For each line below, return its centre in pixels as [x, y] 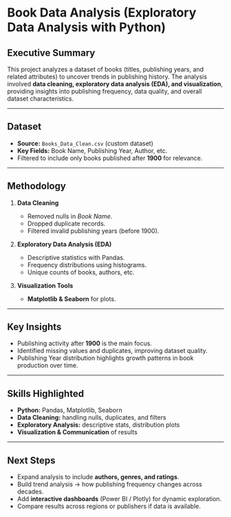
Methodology [37, 186]
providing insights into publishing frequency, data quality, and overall [104, 91]
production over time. [47, 365]
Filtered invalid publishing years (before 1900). [93, 231]
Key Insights [34, 327]
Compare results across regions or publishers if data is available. [109, 506]
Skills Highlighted [46, 393]
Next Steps [31, 460]
